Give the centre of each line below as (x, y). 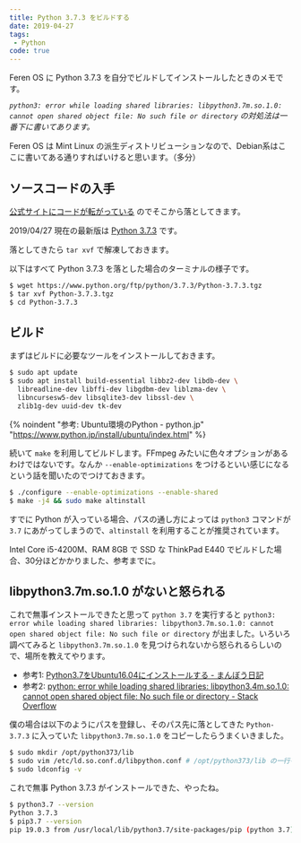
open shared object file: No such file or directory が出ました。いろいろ (150, 634)
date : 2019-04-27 (42, 26)
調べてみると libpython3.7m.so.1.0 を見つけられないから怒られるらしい (142, 645)
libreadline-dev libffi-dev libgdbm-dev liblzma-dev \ (122, 390)
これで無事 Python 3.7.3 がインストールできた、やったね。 (116, 787)
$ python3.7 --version (52, 804)
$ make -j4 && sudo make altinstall (77, 500)
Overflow (39, 706)
